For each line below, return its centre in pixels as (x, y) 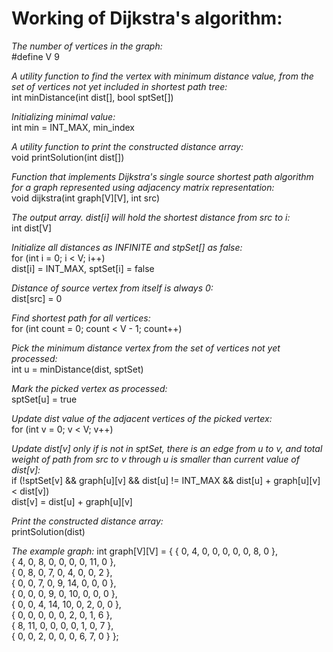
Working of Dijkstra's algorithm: (147, 18)
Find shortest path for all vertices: (81, 318)
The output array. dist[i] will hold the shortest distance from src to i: (151, 217)
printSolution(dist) (48, 531)
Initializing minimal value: (63, 116)
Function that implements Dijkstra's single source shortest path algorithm (162, 176)
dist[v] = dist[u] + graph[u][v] (72, 501)
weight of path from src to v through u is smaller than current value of (155, 459)
